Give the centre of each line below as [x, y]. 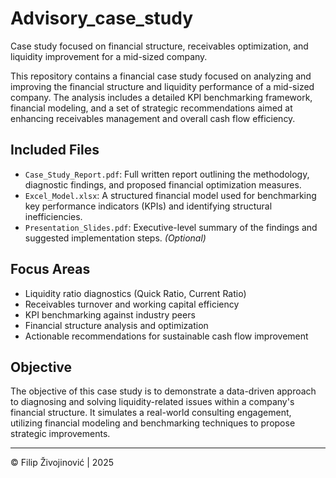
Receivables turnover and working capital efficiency [132, 304]
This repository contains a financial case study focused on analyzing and [161, 76]
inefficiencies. [53, 216]
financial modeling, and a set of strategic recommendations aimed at [151, 108]
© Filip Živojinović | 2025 [62, 463]
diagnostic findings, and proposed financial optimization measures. [163, 184]
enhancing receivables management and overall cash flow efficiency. [153, 118]
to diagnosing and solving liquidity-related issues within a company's [152, 402]
